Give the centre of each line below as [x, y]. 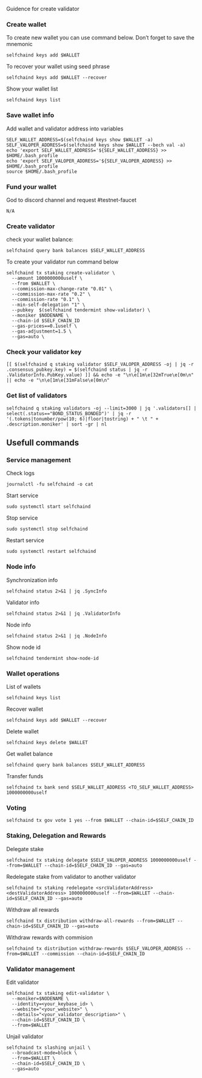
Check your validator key [44, 352]
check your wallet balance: [40, 240]
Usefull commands [43, 443]
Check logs [21, 473]
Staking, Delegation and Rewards [56, 836]
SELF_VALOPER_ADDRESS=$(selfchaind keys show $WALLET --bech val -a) [96, 145]
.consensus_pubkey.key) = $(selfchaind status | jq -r [77, 370]
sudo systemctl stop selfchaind [47, 529]
